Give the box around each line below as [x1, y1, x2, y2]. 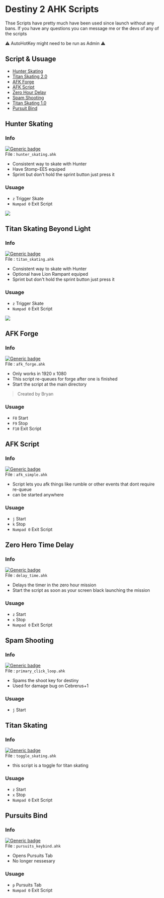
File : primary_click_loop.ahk [5, 668, 66, 674]
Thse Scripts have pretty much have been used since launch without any [5, 20, 155, 26]
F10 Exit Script [12, 426, 42, 432]
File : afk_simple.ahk [5, 471, 48, 477]
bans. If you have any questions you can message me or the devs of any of [5, 25, 159, 31]
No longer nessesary [12, 858, 56, 864]
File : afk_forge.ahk [5, 361, 46, 367]
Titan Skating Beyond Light [5, 225, 91, 233]
